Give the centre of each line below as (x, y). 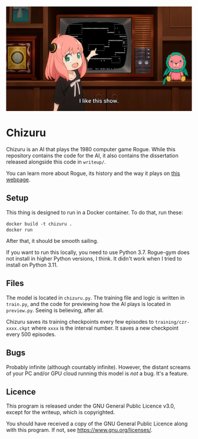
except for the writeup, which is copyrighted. (60, 412)
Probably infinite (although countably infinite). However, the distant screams (98, 367)
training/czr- (172, 322)
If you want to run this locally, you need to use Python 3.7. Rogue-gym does (98, 252)
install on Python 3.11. (32, 265)
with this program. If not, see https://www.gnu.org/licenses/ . (79, 430)
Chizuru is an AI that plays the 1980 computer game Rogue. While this (91, 149)
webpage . (18, 180)
